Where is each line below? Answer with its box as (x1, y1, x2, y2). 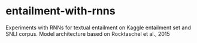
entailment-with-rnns (5, 4, 116, 18)
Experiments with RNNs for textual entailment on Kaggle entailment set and (5, 24, 191, 31)
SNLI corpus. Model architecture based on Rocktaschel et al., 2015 (5, 30, 170, 37)
